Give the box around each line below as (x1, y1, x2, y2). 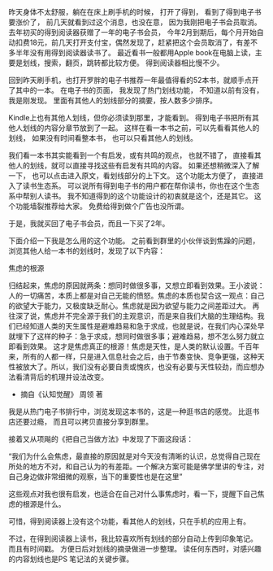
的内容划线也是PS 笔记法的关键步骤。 (8, 554, 134, 564)
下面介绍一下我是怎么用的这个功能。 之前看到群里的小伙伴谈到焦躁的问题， (8, 236, 260, 246)
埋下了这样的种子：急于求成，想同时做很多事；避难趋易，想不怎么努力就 (15, 332, 258, 341)
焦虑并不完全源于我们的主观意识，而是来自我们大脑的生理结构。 (43, 312, 258, 320)
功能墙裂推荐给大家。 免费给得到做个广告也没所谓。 (15, 202, 188, 211)
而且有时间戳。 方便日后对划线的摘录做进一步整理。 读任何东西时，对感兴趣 (8, 544, 262, 553)
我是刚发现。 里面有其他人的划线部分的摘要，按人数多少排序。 (8, 96, 217, 105)
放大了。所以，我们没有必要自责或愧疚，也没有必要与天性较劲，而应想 (22, 362, 258, 372)
